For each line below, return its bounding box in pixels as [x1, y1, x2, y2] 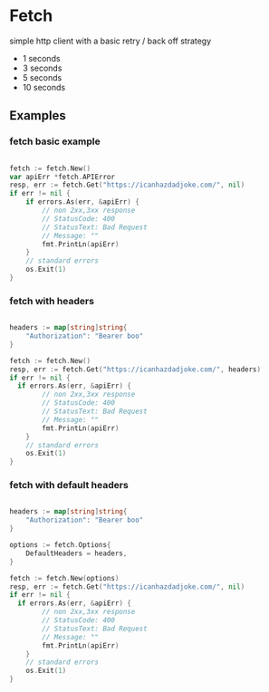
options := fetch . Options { [9, 541, 111, 550]
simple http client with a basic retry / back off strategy [9, 35, 212, 46]
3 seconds [22, 62, 62, 73]
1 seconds [22, 53, 61, 63]
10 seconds [22, 82, 66, 92]
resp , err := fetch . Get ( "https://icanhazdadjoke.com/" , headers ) [9, 364, 261, 374]
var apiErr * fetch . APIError [9, 172, 116, 181]
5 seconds [22, 72, 62, 82]
